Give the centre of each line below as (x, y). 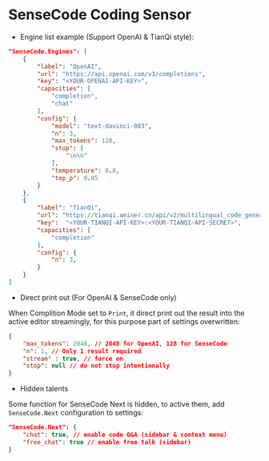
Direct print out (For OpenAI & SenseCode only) (98, 297)
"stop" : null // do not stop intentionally (96, 366)
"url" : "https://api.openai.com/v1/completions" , (121, 74)
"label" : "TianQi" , (70, 208)
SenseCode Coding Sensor (100, 15)
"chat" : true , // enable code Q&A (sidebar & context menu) (125, 435)
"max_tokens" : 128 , (83, 141)
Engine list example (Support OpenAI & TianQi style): (107, 37)
